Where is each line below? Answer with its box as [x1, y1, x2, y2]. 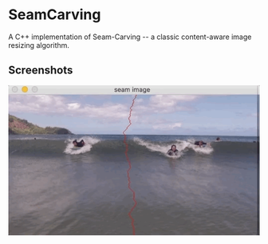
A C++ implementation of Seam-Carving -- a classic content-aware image [8, 32, 252, 41]
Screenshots [8, 64, 73, 77]
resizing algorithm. [8, 40, 70, 49]
